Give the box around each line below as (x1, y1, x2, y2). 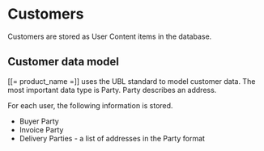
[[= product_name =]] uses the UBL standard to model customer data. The (7, 76, 256, 86)
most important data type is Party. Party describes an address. (7, 85, 217, 94)
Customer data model (7, 55, 119, 69)
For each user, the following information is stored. (7, 100, 173, 110)
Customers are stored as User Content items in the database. (7, 31, 212, 41)
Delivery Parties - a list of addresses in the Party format (19, 133, 206, 143)
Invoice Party (19, 124, 64, 134)
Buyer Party (19, 116, 60, 126)
